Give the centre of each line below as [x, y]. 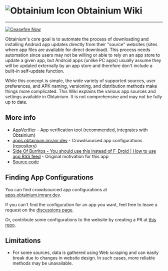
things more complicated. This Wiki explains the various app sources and [80, 91]
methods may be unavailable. [43, 263]
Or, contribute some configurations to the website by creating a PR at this [81, 219]
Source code [25, 162]
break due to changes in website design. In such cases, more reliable [84, 258]
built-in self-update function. [35, 71]
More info [20, 118]
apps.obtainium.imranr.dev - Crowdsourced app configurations [77, 140]
